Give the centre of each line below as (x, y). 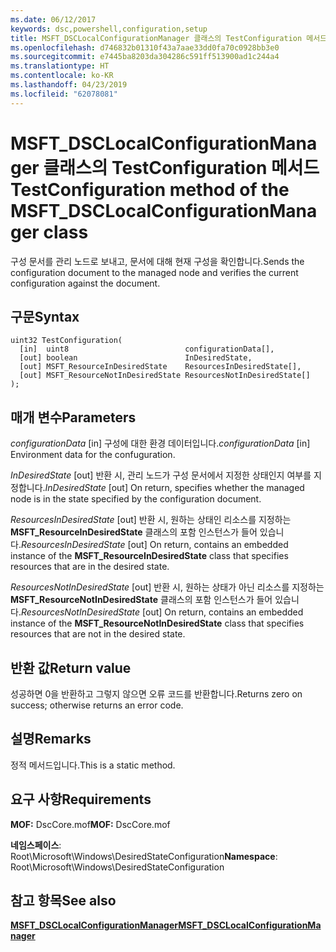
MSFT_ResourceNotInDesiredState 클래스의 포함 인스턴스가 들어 (141, 600)
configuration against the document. (85, 283)
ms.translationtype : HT (60, 66)
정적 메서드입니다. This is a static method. (93, 765)
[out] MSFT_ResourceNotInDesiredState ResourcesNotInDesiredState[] (165, 376)
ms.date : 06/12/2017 (53, 19)
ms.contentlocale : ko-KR (62, 76)
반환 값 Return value (71, 667)
